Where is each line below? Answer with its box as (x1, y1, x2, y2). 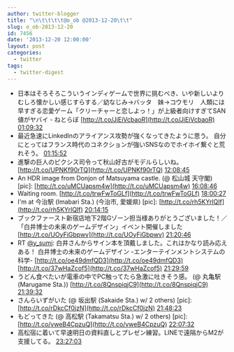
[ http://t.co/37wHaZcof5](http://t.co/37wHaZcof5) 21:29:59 (17, 264, 189, 272)
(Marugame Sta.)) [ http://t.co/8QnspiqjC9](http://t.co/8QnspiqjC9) (17, 280, 208, 288)
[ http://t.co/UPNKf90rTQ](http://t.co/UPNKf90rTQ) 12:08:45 (17, 165, 190, 174)
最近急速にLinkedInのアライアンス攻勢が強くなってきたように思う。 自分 (17, 131, 226, 140)
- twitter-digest (13, 69, 64, 76)
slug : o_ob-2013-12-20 (7, 23, 73, 30)
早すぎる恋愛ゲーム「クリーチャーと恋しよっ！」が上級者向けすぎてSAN (17, 106, 226, 115)
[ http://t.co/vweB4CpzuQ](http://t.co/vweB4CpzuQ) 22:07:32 (17, 320, 195, 328)
